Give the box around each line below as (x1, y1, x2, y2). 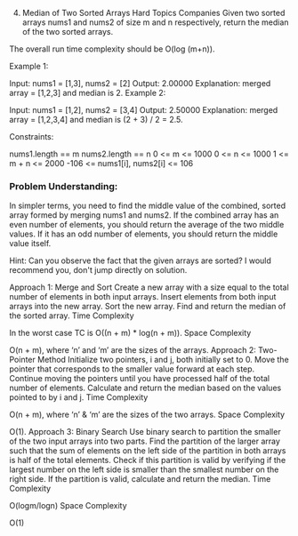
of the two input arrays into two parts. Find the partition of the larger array (9, 436, 280, 447)
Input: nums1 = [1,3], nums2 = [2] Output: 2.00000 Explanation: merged (9, 78, 271, 88)
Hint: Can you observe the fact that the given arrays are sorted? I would (9, 255, 271, 266)
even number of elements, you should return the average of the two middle (9, 220, 285, 230)
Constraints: (9, 132, 54, 141)
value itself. (9, 238, 52, 249)
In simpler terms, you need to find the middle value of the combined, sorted (9, 200, 286, 212)
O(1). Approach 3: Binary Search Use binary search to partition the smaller (9, 427, 282, 437)
